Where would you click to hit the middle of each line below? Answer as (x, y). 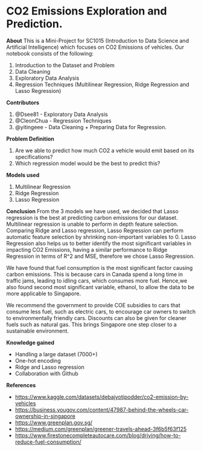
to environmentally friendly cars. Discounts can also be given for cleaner (96, 318)
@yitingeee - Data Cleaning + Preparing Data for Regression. (91, 127)
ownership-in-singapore (45, 416)
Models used (23, 175)
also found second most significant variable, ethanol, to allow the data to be (100, 287)
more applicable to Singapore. (44, 293)
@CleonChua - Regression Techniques (63, 120)
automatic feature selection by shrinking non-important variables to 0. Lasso (101, 237)
